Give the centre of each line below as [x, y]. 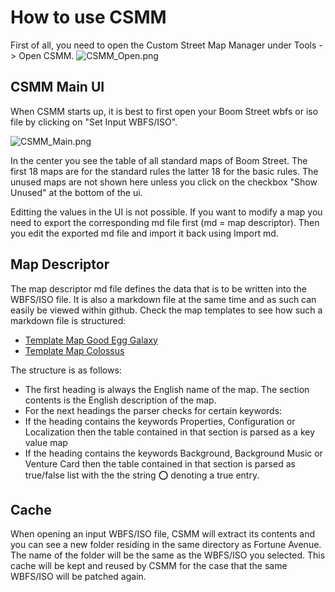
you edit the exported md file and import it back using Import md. [144, 233]
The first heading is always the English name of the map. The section [167, 389]
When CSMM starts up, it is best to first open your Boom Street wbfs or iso [164, 111]
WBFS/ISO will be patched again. [78, 577]
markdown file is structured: [68, 320]
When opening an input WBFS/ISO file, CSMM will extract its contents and [163, 534]
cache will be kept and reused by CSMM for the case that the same [149, 566]
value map [46, 442]
